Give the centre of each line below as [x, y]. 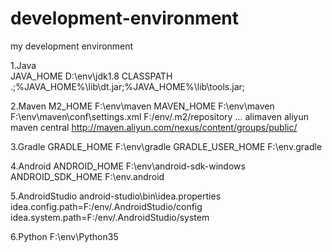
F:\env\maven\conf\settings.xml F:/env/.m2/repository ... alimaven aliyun [160, 116]
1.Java [23, 65]
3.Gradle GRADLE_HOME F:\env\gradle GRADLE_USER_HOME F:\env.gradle [166, 146]
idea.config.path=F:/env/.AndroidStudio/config [106, 206]
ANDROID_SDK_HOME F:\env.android [87, 176]
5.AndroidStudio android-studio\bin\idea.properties [116, 196]
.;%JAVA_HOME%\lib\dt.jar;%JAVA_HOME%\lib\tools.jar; [127, 86]
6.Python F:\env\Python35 [64, 236]
